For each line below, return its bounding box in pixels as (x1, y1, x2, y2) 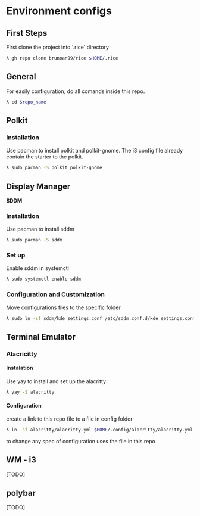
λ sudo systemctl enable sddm (6, 276, 82, 282)
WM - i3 (6, 455, 37, 465)
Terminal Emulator (6, 332, 76, 342)
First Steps (6, 28, 48, 38)
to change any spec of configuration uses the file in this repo (6, 437, 156, 444)
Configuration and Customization (6, 290, 105, 299)
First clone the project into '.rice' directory (6, 43, 109, 51)
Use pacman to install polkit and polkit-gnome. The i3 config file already (6, 147, 183, 154)
